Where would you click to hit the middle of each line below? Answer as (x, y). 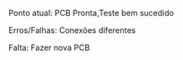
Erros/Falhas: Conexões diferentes (72, 30)
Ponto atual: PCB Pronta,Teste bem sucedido (91, 13)
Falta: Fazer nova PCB (49, 47)
